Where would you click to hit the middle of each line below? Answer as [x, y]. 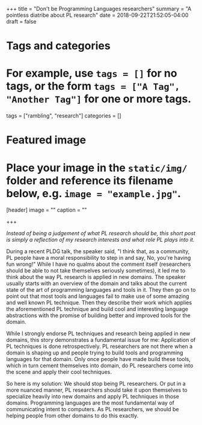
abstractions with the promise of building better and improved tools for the [98, 315]
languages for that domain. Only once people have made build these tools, [98, 359]
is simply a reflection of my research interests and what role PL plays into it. [100, 240]
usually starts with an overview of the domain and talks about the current [97, 283]
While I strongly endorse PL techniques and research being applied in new [98, 333]
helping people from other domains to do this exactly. [72, 416]
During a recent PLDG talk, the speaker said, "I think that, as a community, [98, 251]
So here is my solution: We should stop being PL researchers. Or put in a [96, 384]
